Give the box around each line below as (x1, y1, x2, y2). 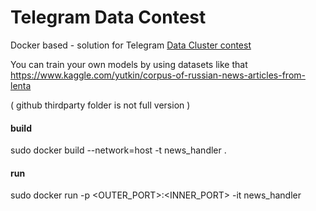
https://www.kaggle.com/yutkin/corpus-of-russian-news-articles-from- (10, 69, 306, 81)
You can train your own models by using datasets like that (10, 58, 248, 70)
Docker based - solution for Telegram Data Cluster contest (10, 39, 252, 51)
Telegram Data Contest (10, 6, 207, 29)
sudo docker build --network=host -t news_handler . (10, 144, 227, 156)
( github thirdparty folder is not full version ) (10, 99, 191, 111)
